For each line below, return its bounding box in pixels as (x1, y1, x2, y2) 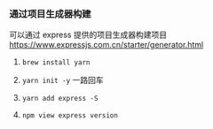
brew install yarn (21, 58, 91, 67)
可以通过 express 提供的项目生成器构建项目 (9, 29, 167, 41)
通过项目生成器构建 (9, 7, 91, 19)
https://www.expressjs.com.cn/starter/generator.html (9, 40, 204, 50)
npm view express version (21, 111, 118, 120)
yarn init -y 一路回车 (21, 75, 104, 86)
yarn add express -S (21, 95, 99, 103)
